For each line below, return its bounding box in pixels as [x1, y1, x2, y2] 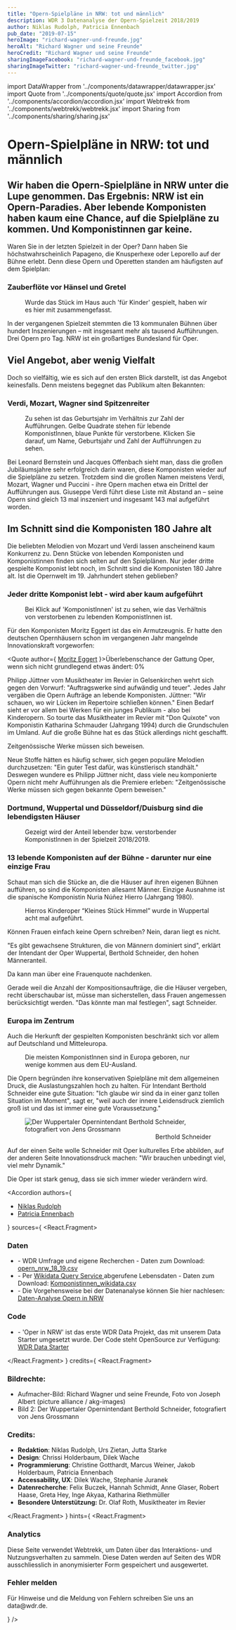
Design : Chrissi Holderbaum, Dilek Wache [17, 1453, 140, 1462]
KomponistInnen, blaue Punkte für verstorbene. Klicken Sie [25, 429, 195, 438]
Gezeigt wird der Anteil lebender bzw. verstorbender [25, 828, 177, 836]
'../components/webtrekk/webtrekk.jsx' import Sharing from [7, 104, 181, 113]
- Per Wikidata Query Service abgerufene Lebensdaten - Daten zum [17, 1272, 215, 1280]
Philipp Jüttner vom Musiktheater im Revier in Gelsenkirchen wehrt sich [7, 676, 214, 685]
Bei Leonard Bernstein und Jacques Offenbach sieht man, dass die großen [7, 458, 223, 467]
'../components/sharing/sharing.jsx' [7, 112, 110, 120]
